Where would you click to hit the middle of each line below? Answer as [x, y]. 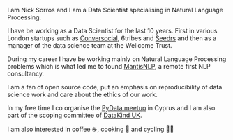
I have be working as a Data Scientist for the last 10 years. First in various [112, 31]
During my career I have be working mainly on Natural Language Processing [117, 59]
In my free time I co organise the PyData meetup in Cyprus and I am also [111, 108]
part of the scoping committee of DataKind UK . [75, 115]
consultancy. [25, 73]
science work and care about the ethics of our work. [83, 94]
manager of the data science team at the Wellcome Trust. [90, 45]
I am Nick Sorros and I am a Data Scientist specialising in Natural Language [115, 10]
